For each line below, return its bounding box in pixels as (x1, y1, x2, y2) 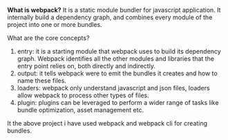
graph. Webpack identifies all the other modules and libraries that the (17, 54, 214, 63)
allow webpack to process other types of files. (17, 91, 150, 99)
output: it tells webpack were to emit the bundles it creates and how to (17, 69, 218, 77)
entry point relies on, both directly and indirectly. (17, 62, 155, 70)
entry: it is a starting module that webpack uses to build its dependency (17, 48, 221, 55)
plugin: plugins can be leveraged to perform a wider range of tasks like (17, 99, 219, 106)
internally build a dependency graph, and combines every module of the (7, 13, 213, 21)
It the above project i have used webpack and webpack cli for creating (7, 119, 208, 127)
